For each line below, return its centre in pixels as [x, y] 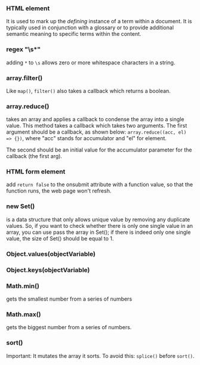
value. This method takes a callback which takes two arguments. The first [97, 126]
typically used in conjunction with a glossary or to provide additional [90, 27]
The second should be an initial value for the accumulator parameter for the [99, 150]
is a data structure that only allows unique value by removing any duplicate [98, 219]
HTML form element [36, 172]
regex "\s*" [23, 50]
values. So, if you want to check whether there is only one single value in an [99, 225]
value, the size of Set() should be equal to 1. [60, 238]
